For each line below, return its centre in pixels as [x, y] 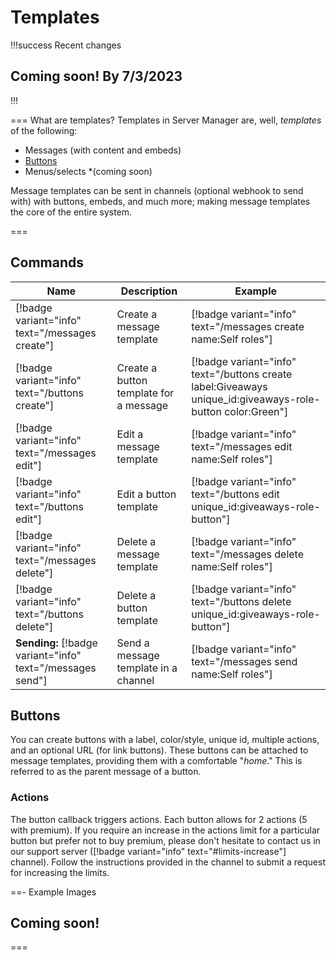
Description [149, 291]
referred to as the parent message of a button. [106, 772]
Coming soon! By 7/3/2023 [96, 76]
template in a [147, 668]
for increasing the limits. [60, 872]
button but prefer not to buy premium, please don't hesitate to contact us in [165, 840]
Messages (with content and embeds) [103, 150]
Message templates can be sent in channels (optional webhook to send [157, 190]
